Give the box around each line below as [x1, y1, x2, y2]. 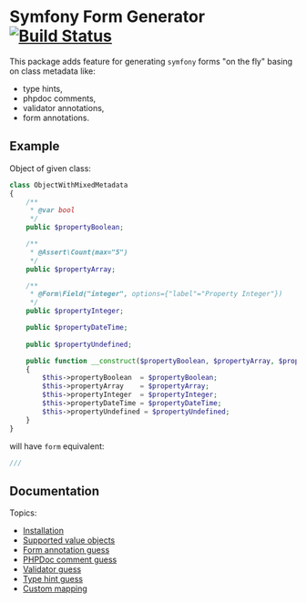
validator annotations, [22, 102, 105, 113]
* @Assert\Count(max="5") [29, 248, 128, 257]
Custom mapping [22, 583, 88, 594]
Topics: [9, 507, 37, 518]
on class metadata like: [9, 66, 96, 77]
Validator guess [22, 564, 82, 575]
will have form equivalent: [9, 440, 105, 452]
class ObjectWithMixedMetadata [9, 180, 128, 189]
